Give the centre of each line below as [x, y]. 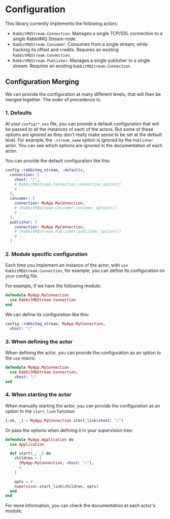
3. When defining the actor [39, 341]
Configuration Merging [42, 82]
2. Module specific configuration [46, 254]
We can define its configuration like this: [47, 314]
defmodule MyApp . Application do [39, 440]
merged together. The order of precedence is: [53, 99]
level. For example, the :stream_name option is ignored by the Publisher [79, 140]
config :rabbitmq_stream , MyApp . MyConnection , [55, 324]
